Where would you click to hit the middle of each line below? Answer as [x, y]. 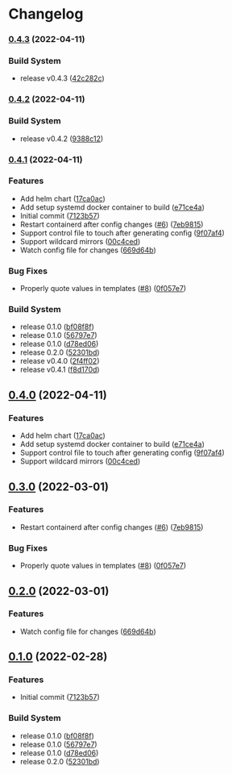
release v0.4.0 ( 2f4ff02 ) [60, 361]
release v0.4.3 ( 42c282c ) [62, 78]
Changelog [46, 14]
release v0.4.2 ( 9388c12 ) [62, 139]
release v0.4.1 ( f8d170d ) [60, 370]
